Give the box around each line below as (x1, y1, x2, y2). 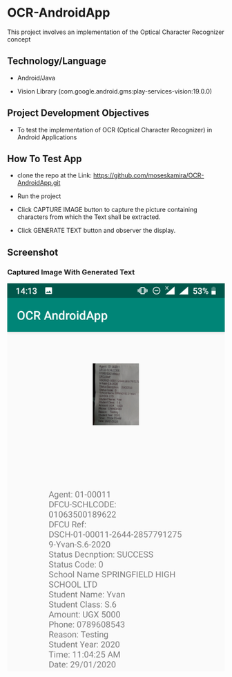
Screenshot (7, 246, 59, 258)
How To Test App (7, 152, 82, 164)
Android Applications (17, 133, 77, 141)
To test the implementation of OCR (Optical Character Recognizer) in (17, 125, 213, 134)
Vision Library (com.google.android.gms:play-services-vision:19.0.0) (17, 87, 213, 95)
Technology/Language (7, 55, 107, 67)
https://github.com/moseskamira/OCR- (93, 171, 204, 179)
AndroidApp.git (17, 179, 61, 187)
